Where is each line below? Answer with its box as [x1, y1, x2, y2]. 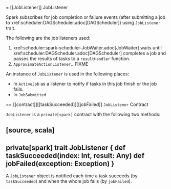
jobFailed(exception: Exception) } [6, 159, 115, 168]
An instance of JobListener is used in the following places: [6, 71, 130, 77]
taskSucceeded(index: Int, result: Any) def [6, 151, 145, 160]
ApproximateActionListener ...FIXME [13, 61, 89, 67]
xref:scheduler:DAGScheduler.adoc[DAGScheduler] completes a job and [13, 50, 166, 56]
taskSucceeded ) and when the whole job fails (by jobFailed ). [6, 178, 132, 184]
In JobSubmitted [13, 92, 47, 97]
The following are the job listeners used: [6, 35, 91, 41]
